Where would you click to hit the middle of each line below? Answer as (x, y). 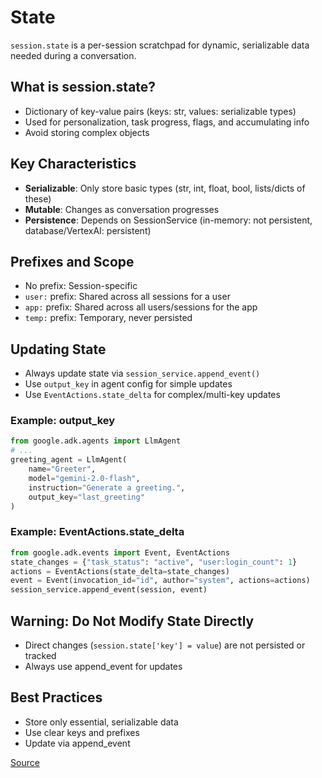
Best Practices (56, 697)
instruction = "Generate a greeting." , (107, 487)
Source (25, 762)
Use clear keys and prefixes (82, 732)
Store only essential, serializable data (101, 722)
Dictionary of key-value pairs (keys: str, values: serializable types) (160, 111)
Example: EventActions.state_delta (97, 532)
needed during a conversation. (73, 55)
